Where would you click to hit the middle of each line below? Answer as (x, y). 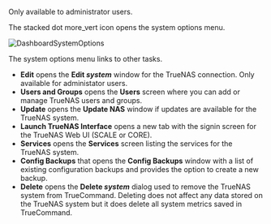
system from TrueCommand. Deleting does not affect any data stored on (142, 195)
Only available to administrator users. (71, 12)
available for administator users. (74, 83)
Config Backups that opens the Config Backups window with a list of (137, 161)
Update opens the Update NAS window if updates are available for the (138, 109)
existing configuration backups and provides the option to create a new (140, 169)
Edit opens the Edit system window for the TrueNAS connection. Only (137, 75)
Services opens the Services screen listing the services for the (126, 144)
